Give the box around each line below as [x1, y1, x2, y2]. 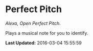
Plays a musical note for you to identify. [5, 30, 88, 36]
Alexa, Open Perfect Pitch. [5, 20, 61, 26]
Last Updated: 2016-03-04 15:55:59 [5, 39, 82, 46]
